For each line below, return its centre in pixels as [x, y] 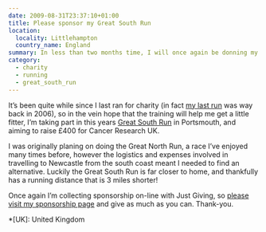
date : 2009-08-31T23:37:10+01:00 [64, 16]
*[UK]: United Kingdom [47, 219]
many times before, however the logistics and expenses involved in [118, 154]
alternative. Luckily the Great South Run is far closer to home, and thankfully [133, 171]
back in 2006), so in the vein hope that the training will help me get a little [129, 113]
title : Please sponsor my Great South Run [80, 23]
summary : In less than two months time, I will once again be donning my [133, 53]
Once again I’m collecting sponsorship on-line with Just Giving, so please [129, 195]
